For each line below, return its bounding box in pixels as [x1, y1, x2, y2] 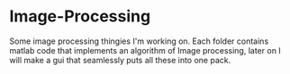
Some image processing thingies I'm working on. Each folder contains [9, 36, 269, 46]
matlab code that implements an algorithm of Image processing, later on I [9, 45, 281, 55]
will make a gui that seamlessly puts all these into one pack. [9, 54, 231, 65]
